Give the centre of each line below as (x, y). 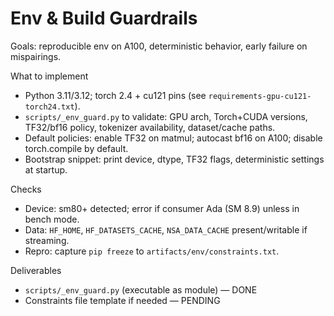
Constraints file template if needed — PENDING (122, 300)
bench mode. (52, 219)
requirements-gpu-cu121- (260, 96)
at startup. (46, 169)
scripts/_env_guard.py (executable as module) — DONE (141, 289)
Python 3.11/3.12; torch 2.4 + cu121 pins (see (115, 95)
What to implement (49, 76)
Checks (26, 189)
